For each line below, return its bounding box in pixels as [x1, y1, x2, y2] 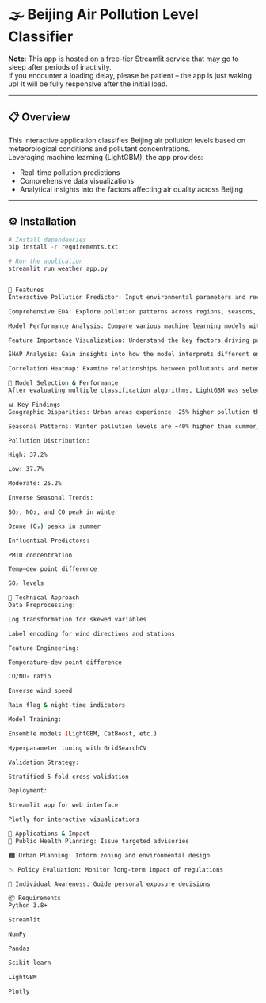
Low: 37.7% [8, 465, 44, 473]
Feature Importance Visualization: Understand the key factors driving [8, 336, 249, 344]
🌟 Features [8, 286, 44, 294]
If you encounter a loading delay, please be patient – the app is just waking [8, 70, 252, 80]
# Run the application [8, 257, 83, 265]
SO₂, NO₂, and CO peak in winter [8, 507, 119, 516]
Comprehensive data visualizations [19, 176, 135, 185]
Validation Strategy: [8, 758, 80, 766]
